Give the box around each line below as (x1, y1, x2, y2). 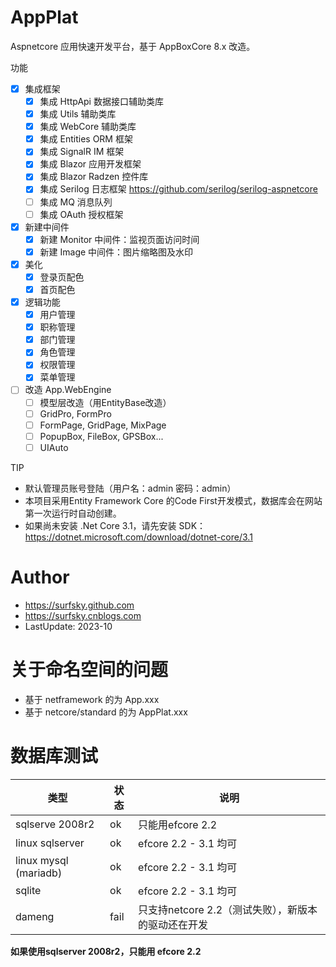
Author (10, 566, 70, 588)
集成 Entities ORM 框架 (39, 133, 133, 145)
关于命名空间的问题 (10, 658, 169, 681)
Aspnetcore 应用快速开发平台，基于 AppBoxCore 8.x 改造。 (10, 40, 256, 52)
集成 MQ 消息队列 (39, 196, 113, 208)
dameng (15, 909, 55, 923)
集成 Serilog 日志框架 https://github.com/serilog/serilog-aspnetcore (39, 183, 318, 195)
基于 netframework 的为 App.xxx (24, 693, 160, 705)
